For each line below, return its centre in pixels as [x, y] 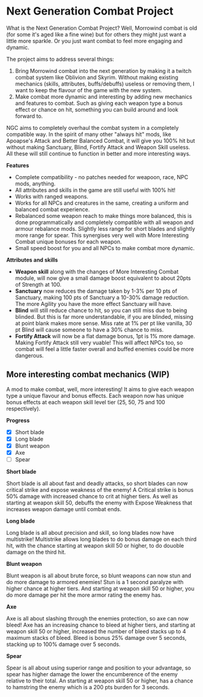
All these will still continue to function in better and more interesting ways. [98, 154]
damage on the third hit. [36, 552]
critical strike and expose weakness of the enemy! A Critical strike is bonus [100, 490]
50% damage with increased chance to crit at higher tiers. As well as [92, 497]
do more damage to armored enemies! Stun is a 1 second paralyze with [95, 582]
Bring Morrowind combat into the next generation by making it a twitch [103, 70]
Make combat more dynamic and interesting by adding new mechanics [104, 97]
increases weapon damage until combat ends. [64, 509]
